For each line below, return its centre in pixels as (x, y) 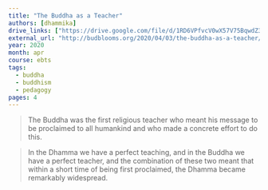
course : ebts (30, 61)
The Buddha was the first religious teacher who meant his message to (143, 120)
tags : (17, 68)
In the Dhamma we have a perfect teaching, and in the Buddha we (136, 152)
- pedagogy (33, 90)
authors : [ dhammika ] (43, 23)
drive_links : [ (33, 30)
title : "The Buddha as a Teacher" (66, 16)
